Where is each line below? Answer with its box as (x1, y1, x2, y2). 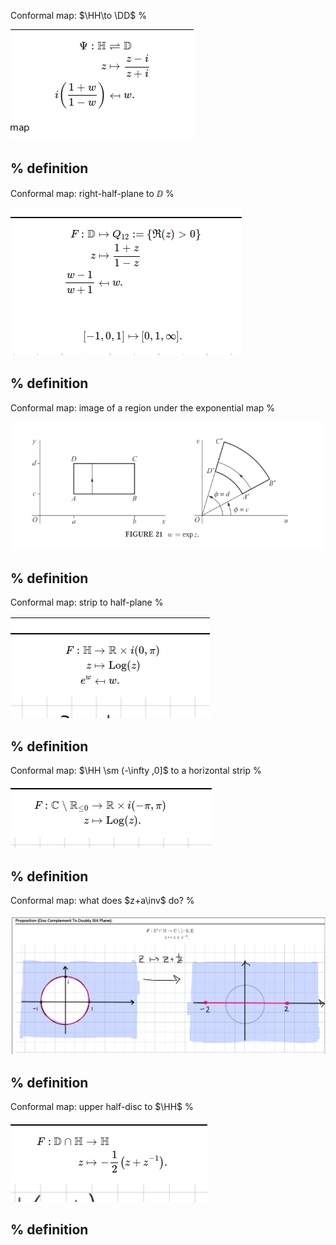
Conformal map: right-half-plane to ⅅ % (10, 187, 175, 199)
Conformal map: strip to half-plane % (10, 596, 164, 609)
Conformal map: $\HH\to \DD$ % (10, 10, 147, 21)
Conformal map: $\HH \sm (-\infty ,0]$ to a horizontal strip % (10, 765, 262, 777)
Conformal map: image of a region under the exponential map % (10, 401, 276, 414)
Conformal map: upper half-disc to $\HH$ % (10, 1101, 194, 1113)
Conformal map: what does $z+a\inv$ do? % (10, 895, 195, 907)
